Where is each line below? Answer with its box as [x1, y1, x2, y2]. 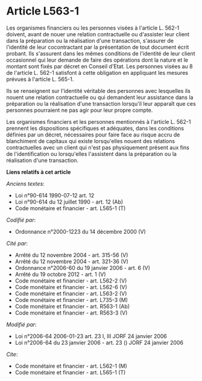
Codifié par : [6, 216, 36, 223]
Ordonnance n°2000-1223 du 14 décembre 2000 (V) [14, 228, 146, 235]
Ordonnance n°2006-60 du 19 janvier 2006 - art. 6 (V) [14, 264, 151, 271]
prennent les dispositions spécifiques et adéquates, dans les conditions [6, 124, 185, 132]
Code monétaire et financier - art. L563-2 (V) [14, 290, 127, 297]
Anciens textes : [6, 180, 45, 187]
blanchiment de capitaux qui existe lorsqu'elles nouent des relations [6, 137, 175, 144]
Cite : [6, 350, 18, 357]
